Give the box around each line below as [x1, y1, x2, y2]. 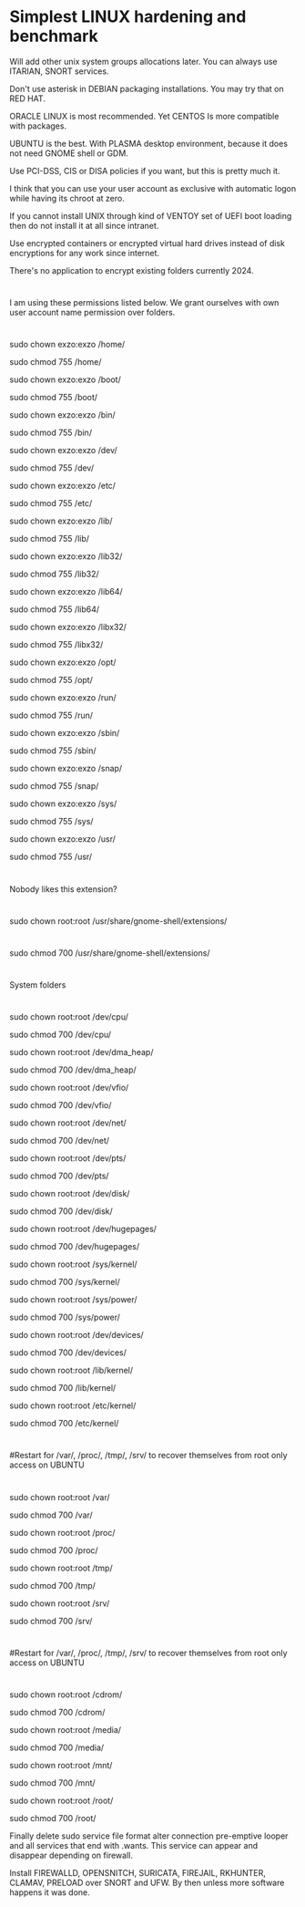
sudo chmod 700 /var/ [9, 1509, 93, 1520]
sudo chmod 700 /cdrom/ [9, 1707, 106, 1717]
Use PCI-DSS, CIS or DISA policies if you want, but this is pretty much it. [9, 165, 280, 176]
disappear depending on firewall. [9, 1850, 134, 1860]
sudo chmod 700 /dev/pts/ [9, 1170, 109, 1182]
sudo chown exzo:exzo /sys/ [9, 798, 117, 809]
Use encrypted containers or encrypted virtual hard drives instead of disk [9, 237, 285, 248]
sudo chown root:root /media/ [9, 1725, 121, 1735]
